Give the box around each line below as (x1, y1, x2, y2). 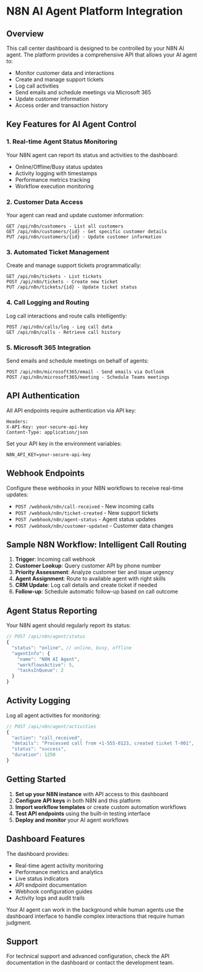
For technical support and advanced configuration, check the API (6, 953, 170, 960)
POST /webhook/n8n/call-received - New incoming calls (15, 502, 154, 510)
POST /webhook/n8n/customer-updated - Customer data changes (15, 522, 174, 529)
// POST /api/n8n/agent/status (6, 634, 86, 640)
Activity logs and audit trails (15, 894, 85, 901)
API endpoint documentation (15, 881, 87, 889)
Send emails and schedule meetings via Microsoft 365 (15, 89, 151, 95)
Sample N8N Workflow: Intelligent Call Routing (6, 540, 187, 550)
